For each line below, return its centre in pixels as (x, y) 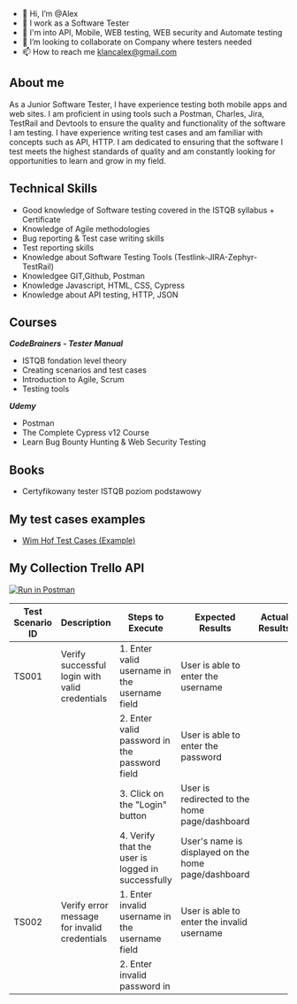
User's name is (212, 841)
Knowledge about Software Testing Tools (97, 257)
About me (37, 83)
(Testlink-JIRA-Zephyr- (216, 257)
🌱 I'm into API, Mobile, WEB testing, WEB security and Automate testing (152, 32)
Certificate (41, 219)
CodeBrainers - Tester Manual (66, 344)
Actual (274, 617)
